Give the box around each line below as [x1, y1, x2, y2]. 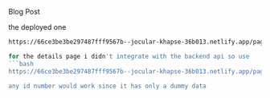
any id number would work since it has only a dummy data [8, 82, 207, 90]
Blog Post [8, 7, 40, 16]
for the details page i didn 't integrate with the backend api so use [8, 52, 250, 60]
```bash [8, 59, 35, 67]
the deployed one [8, 22, 67, 31]
